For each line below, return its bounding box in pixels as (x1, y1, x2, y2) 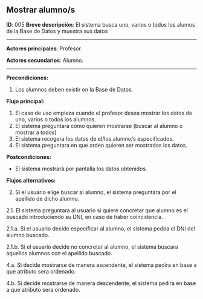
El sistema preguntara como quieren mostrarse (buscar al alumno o (14, 122, 183, 129)
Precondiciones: (6, 74, 49, 81)
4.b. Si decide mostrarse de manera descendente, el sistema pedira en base (6, 279, 196, 287)
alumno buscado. (6, 231, 50, 238)
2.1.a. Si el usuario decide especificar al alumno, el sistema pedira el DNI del (6, 224, 195, 232)
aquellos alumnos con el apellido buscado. (6, 249, 113, 257)
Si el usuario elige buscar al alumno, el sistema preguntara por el (14, 188, 176, 196)
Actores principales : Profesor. (6, 45, 83, 52)
